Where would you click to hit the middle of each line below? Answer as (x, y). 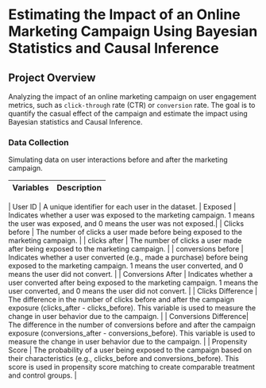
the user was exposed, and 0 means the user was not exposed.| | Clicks (126, 224)
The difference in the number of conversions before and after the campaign (132, 325)
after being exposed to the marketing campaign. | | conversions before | (126, 249)
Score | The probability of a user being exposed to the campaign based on (130, 350)
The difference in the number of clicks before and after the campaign (121, 300)
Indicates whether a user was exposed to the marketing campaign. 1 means (132, 215)
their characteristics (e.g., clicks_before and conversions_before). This (124, 359)
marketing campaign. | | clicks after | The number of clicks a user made (125, 240)
